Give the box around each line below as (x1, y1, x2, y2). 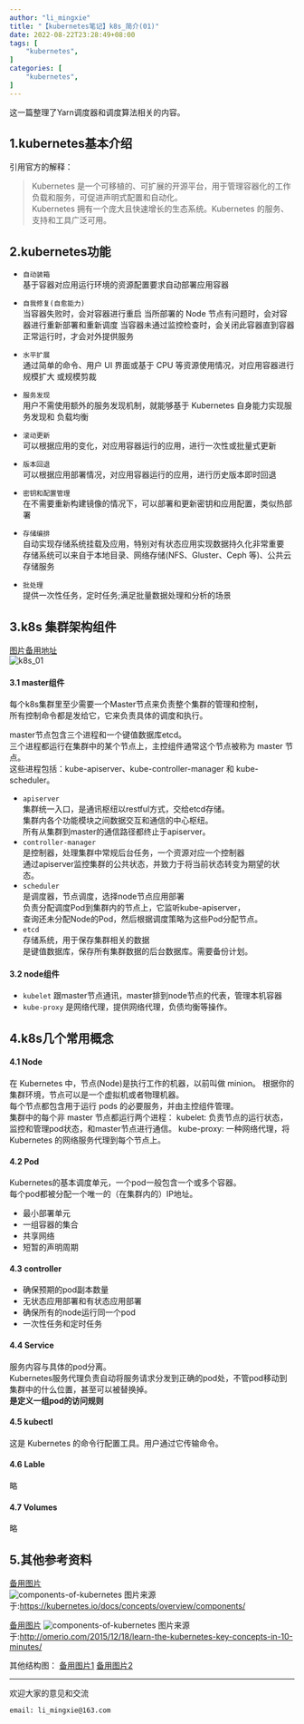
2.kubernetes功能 (9, 244, 111, 259)
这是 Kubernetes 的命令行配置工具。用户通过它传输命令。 (9, 1437, 223, 1448)
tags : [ (9, 38, 39, 48)
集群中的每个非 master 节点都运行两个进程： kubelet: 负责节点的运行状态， (9, 1112, 289, 1123)
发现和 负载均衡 (30, 412, 89, 423)
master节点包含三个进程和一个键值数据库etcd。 (9, 729, 187, 740)
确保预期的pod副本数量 (22, 1284, 109, 1295)
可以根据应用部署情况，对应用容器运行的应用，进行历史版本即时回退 (22, 469, 277, 481)
